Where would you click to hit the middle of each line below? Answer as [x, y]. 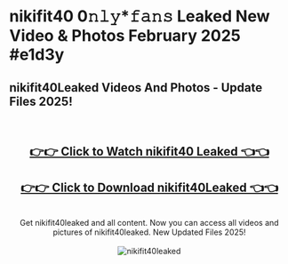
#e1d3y [37, 55]
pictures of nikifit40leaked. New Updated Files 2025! [149, 232]
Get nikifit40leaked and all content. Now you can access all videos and [149, 223]
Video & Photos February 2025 [125, 36]
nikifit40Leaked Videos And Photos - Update [136, 88]
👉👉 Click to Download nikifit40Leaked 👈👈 [149, 187]
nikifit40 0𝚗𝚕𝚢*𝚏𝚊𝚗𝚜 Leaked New [140, 16]
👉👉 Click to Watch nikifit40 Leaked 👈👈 [149, 152]
